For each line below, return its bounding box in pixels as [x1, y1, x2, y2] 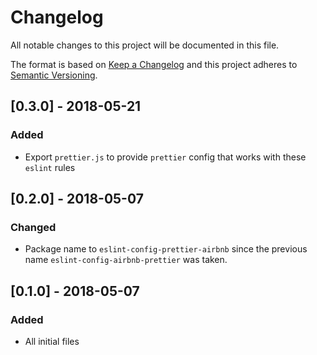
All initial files [24, 336, 80, 347]
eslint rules [24, 161, 76, 173]
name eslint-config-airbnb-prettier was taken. [24, 254, 228, 266]
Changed [10, 220, 57, 234]
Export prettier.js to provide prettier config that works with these [24, 151, 307, 163]
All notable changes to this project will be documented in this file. [10, 39, 280, 51]
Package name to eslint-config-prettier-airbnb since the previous [24, 243, 308, 255]
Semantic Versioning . [10, 69, 98, 81]
